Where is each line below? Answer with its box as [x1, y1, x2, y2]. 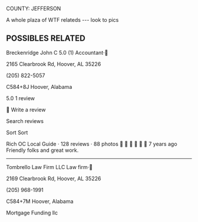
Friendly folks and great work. [6, 147, 79, 154]
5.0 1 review [6, 94, 35, 102]
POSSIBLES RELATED [6, 34, 85, 44]
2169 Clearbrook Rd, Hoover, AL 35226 [6, 175, 101, 182]
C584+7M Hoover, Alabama [6, 197, 74, 205]
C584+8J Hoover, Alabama [6, 83, 72, 90]
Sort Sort [6, 129, 28, 136]
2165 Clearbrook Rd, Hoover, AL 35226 [6, 60, 101, 67]
